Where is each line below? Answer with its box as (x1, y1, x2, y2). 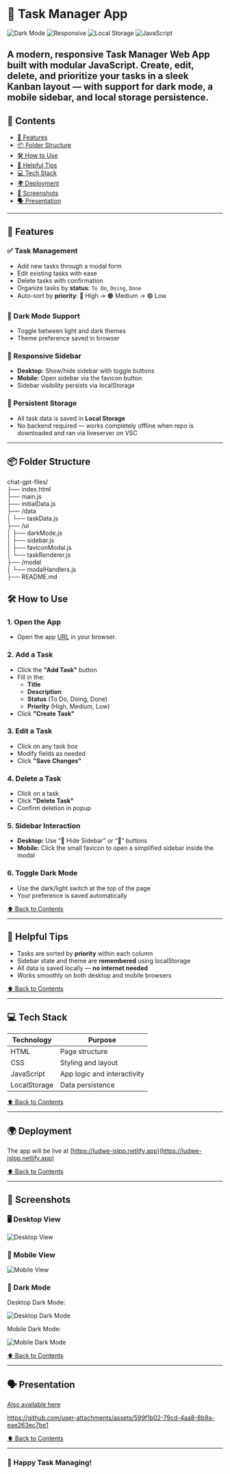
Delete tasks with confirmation (16, 276, 104, 284)
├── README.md (7, 573, 57, 581)
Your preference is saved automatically (16, 891, 128, 899)
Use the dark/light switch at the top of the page (16, 884, 151, 892)
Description (27, 687, 62, 695)
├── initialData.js (7, 499, 56, 507)
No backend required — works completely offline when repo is (16, 422, 194, 430)
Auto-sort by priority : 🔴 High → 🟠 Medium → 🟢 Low (16, 291, 167, 299)
